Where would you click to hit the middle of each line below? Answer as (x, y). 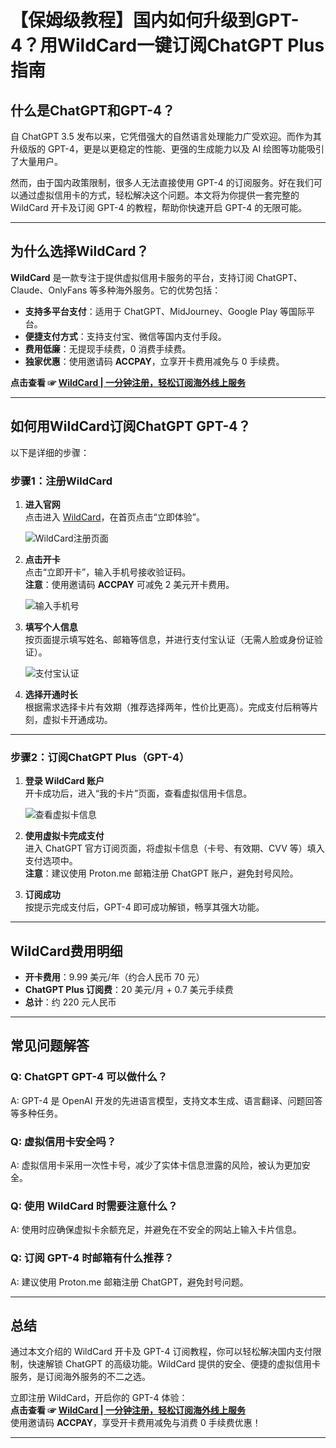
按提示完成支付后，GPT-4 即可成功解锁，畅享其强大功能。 (144, 907)
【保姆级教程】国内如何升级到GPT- (155, 20)
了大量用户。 (36, 161)
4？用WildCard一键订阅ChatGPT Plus (167, 45)
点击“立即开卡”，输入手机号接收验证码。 (108, 572)
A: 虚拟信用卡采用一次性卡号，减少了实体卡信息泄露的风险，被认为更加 (156, 1165)
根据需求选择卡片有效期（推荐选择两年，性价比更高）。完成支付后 (158, 707)
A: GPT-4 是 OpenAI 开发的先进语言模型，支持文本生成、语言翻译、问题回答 (166, 1100)
